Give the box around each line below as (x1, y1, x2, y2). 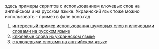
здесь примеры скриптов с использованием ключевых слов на (5, 3, 140, 9)
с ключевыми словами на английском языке (12, 39, 107, 45)
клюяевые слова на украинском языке (12, 33, 95, 39)
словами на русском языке (12, 28, 70, 34)
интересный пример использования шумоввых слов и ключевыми (12, 23, 155, 29)
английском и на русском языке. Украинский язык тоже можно (5, 8, 140, 14)
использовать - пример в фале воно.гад (5, 14, 91, 19)
